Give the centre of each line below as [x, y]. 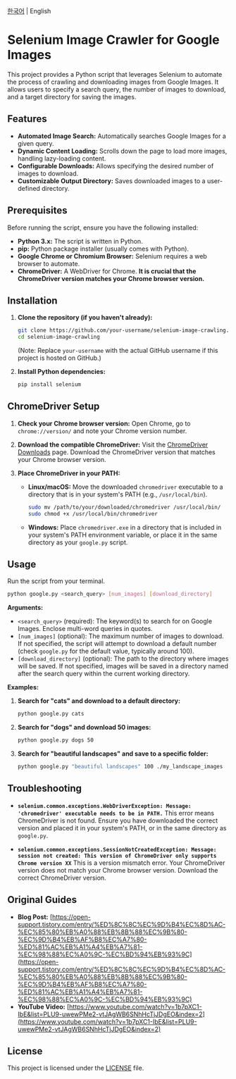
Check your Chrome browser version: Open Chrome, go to [104, 423]
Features [27, 119]
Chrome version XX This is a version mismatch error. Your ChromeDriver [121, 863]
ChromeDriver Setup [54, 407]
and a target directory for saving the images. [72, 96]
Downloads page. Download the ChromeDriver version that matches [117, 452]
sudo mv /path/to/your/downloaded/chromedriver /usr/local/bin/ [124, 507]
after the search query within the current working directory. [104, 674]
